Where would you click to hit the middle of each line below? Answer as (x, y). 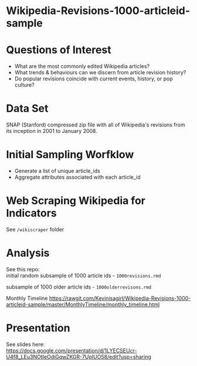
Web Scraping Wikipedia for (76, 201)
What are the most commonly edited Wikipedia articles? (82, 66)
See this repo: (23, 269)
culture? (24, 85)
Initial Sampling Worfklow (70, 155)
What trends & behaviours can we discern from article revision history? (100, 73)
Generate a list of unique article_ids (57, 171)
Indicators (31, 213)
